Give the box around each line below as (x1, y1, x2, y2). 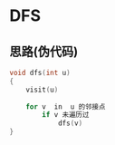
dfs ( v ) (57, 119, 83, 128)
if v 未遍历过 (42, 111, 90, 120)
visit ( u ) (25, 85, 59, 94)
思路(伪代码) (9, 43, 79, 59)
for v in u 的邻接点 (25, 101, 106, 111)
